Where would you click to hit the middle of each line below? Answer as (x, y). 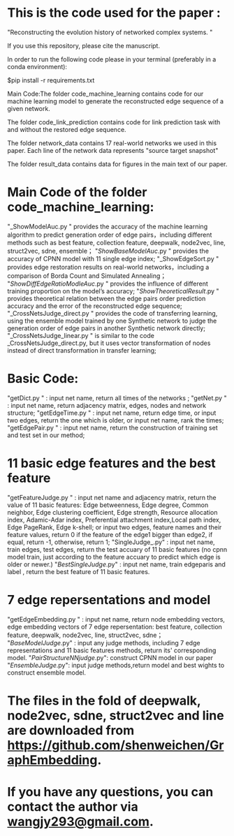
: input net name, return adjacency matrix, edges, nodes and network (107, 405)
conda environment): (37, 66)
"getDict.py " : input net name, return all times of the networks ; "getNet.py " (117, 398)
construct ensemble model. (46, 673)
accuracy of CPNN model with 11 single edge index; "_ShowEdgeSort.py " (113, 258)
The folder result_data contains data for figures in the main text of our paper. (117, 164)
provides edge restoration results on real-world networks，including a (108, 267)
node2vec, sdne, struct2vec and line (116, 716)
